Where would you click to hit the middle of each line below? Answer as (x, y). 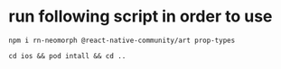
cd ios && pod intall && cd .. (67, 56)
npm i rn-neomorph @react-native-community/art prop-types (122, 40)
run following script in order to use (140, 17)
